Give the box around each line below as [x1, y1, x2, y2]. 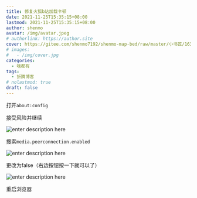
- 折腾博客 [11, 74, 35, 80]
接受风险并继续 [6, 114, 42, 121]
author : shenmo [6, 25, 43, 31]
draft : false [6, 85, 38, 91]
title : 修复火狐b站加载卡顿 [6, 8, 67, 15]
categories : [6, 57, 35, 63]
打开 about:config [6, 101, 48, 108]
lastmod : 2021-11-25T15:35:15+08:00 [6, 19, 96, 25]
